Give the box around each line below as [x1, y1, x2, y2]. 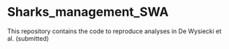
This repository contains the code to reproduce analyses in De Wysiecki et [7, 27, 222, 35]
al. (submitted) [7, 34, 50, 42]
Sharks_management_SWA [7, 4, 169, 20]
